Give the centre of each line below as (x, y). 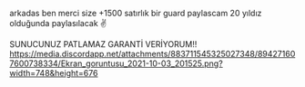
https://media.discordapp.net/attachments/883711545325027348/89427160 (152, 54)
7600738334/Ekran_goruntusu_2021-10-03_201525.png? (116, 63)
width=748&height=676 (54, 73)
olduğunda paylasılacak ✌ (58, 23)
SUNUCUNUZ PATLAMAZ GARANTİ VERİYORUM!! (103, 44)
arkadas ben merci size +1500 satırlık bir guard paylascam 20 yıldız (136, 13)
